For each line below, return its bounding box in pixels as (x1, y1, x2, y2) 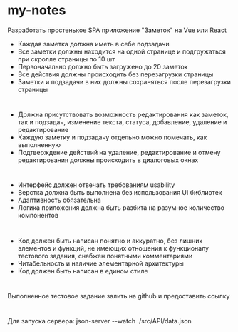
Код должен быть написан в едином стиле (17, 266, 148, 275)
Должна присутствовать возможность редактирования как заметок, (17, 110, 229, 119)
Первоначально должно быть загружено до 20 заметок (17, 62, 188, 71)
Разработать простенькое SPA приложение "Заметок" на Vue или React (7, 26, 227, 34)
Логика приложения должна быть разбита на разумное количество (17, 203, 224, 212)
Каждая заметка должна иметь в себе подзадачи (17, 39, 170, 48)
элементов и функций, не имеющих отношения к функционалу (17, 243, 209, 252)
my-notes (7, 2, 66, 19)
